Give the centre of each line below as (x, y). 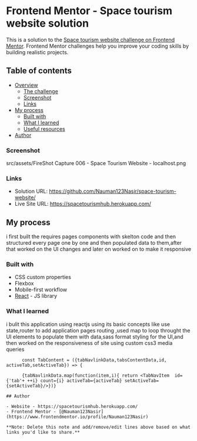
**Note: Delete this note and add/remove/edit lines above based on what (98, 427)
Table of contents (39, 71)
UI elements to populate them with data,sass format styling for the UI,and (95, 337)
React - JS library (36, 296)
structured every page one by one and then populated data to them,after (94, 243)
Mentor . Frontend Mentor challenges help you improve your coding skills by (98, 46)
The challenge (41, 91)
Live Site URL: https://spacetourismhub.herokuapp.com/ (83, 204)
